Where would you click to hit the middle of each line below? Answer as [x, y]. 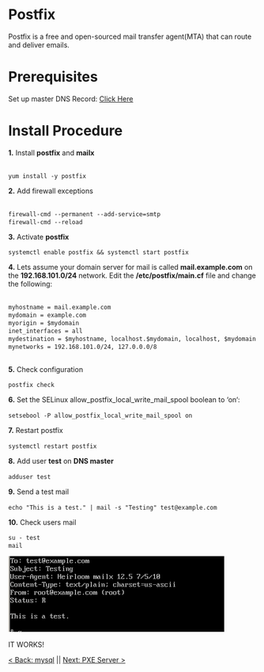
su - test [25, 537]
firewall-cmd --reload [45, 222]
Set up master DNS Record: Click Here [71, 99]
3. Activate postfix [39, 237]
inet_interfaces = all [45, 331]
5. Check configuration [46, 369]
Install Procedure [66, 131]
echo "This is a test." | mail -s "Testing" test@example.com [113, 507]
